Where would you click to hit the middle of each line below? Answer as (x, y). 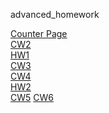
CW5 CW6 (32, 97)
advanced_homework (55, 14)
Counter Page (39, 33)
